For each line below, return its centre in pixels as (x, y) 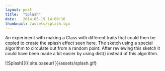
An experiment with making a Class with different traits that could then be (80, 38)
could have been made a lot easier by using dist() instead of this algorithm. (82, 54)
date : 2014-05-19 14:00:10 (35, 19)
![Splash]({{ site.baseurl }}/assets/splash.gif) (51, 63)
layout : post (19, 10)
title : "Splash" (23, 14)
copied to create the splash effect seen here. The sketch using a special (79, 43)
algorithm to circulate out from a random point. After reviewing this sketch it (82, 48)
